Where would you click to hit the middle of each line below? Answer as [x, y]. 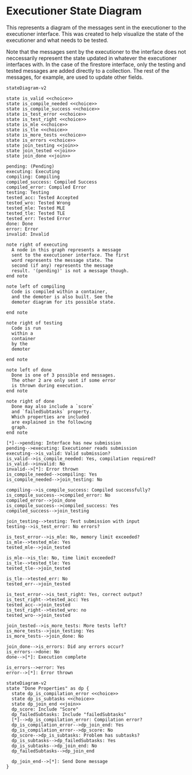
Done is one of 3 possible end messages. [64, 375]
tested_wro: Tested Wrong [38, 203]
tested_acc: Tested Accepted [42, 197]
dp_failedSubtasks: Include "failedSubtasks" [69, 714]
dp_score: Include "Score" [45, 709]
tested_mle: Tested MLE [36, 208]
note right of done [30, 401]
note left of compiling [36, 286]
